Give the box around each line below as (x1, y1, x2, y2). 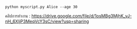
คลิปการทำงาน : (5, 13, 31, 19)
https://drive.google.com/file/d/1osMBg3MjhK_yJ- (31, 13, 132, 19)
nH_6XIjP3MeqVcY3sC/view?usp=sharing (5, 18, 89, 24)
